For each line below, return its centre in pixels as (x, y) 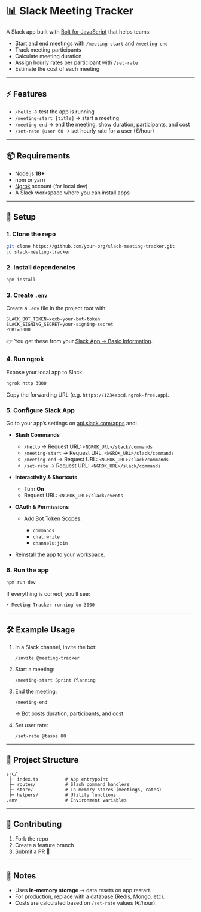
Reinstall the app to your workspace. (60, 554)
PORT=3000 (19, 330)
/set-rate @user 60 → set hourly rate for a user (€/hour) (84, 130)
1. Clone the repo (31, 234)
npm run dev (21, 583)
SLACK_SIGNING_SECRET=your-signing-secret (60, 325)
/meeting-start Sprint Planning (55, 680)
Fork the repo (32, 838)
